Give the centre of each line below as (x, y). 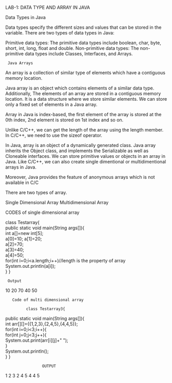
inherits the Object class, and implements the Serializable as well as (77, 151)
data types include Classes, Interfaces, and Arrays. (79, 54)
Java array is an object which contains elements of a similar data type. (80, 88)
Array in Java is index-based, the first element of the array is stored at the (83, 114)
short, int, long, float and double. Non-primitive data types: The (72, 48)
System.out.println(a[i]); (31, 266)
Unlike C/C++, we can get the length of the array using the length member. (84, 130)
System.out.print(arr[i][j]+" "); (37, 340)
